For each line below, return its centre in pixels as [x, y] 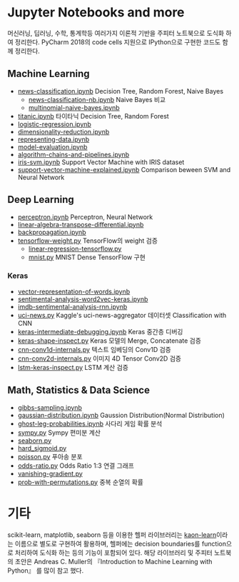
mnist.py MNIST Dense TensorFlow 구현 [87, 257]
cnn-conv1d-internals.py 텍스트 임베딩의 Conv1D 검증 [94, 349]
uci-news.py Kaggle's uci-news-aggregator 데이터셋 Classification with [122, 315]
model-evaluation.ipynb [52, 146]
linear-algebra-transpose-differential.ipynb [81, 224]
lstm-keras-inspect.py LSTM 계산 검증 [73, 367]
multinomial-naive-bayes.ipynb [74, 107]
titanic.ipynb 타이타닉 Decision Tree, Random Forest [93, 116]
